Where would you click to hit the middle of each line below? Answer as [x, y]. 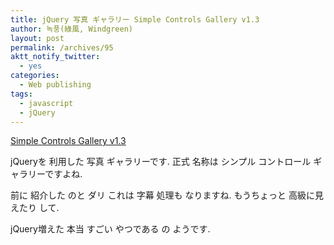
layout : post [37, 38]
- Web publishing [55, 85]
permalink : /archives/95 [62, 47]
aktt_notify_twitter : [55, 57]
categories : [35, 76]
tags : [21, 94]
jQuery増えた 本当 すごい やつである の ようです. [110, 229]
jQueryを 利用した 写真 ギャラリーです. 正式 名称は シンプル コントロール [161, 162]
